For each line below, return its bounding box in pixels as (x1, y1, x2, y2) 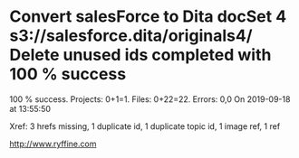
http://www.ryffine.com (9, 138, 97, 149)
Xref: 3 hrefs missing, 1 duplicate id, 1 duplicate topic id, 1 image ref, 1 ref (9, 120, 281, 132)
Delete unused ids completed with (9, 45, 272, 65)
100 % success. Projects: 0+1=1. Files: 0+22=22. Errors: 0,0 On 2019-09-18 (9, 93, 291, 105)
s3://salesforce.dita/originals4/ (9, 25, 253, 46)
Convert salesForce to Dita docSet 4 (9, 6, 287, 27)
